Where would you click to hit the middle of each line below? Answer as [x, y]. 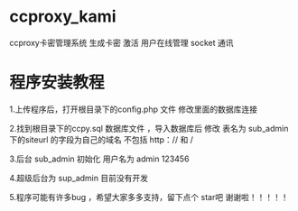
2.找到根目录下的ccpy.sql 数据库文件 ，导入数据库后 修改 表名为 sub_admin [149, 128]
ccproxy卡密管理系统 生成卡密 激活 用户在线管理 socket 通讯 [121, 42]
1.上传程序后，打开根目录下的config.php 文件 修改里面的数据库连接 [133, 109]
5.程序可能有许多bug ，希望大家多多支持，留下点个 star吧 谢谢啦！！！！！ [149, 197]
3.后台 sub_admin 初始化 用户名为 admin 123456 [99, 159]
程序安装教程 [57, 83]
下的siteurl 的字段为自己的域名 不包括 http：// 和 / [102, 139]
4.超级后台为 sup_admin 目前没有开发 [79, 178]
